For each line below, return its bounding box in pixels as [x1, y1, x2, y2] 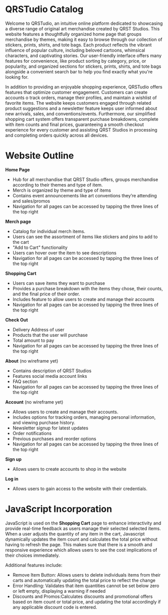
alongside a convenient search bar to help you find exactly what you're [5, 68, 153, 74]
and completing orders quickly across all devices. [5, 132, 108, 138]
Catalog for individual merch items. [12, 228, 86, 234]
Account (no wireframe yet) [5, 399, 64, 405]
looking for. [5, 74, 29, 80]
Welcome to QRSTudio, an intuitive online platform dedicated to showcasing [5, 20, 163, 26]
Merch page [5, 218, 31, 225]
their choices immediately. [5, 552, 60, 558]
